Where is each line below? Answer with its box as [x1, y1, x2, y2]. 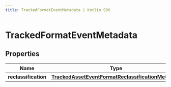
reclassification [8, 73, 47, 80]
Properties [5, 49, 40, 59]
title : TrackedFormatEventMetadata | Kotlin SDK [5, 7, 110, 13]
